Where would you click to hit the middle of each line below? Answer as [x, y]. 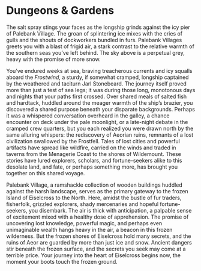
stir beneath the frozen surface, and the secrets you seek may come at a [96, 249]
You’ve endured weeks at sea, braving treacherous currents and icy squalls [99, 70]
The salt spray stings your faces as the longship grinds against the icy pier [98, 27]
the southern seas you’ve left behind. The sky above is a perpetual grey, [95, 52]
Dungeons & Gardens [60, 11]
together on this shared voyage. [46, 173]
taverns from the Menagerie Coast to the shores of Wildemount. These [94, 154]
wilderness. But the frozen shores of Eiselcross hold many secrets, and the [99, 236]
